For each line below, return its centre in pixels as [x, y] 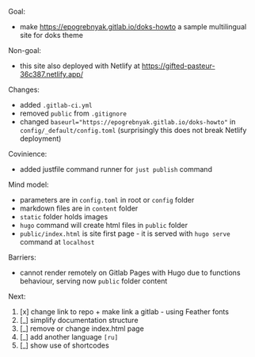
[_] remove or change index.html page [82, 329]
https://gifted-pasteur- [178, 66]
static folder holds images [64, 216]
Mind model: [29, 184]
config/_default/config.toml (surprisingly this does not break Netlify [133, 130]
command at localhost [57, 242]
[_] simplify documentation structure [79, 320]
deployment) [40, 139]
